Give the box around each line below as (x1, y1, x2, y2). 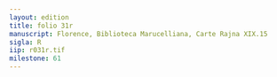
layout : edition (9, 12, 69, 22)
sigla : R (9, 37, 42, 47)
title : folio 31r (9, 21, 74, 30)
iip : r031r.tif (9, 46, 66, 55)
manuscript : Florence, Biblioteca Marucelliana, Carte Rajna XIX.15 (9, 29, 268, 38)
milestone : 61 (9, 54, 62, 63)
